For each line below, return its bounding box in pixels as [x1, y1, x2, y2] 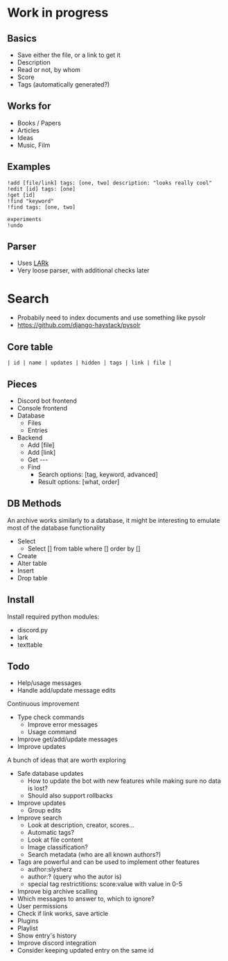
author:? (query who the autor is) [27, 872, 122, 881]
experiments [7, 216, 42, 223]
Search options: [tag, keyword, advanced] [37, 470, 158, 478]
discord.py [17, 625, 49, 634]
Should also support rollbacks [27, 792, 113, 800]
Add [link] [27, 449, 56, 456]
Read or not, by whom [17, 66, 81, 73]
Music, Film [17, 141, 51, 149]
